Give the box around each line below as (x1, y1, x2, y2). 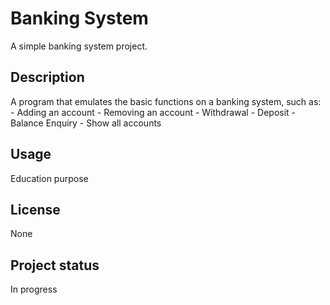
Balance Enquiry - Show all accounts (10, 117, 162, 129)
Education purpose (10, 172, 89, 184)
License (10, 201, 61, 218)
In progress (10, 283, 58, 296)
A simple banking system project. (10, 40, 148, 52)
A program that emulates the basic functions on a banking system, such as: (10, 95, 322, 107)
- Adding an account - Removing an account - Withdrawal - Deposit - (10, 106, 297, 118)
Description (10, 69, 85, 86)
